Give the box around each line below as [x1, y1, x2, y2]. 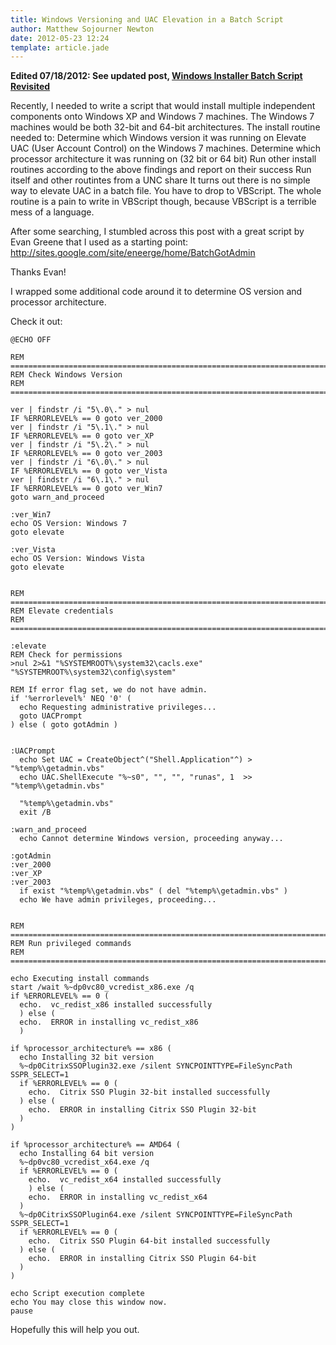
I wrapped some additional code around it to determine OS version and [10, 286, 303, 298]
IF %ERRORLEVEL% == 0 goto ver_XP [10, 431, 155, 441]
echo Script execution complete [10, 1289, 145, 1299]
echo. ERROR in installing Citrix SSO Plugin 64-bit [28, 1254, 257, 1264]
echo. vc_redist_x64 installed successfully [28, 1175, 222, 1185]
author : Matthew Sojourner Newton [10, 24, 155, 34]
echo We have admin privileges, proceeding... [19, 895, 217, 905]
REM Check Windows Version [10, 370, 123, 380]
